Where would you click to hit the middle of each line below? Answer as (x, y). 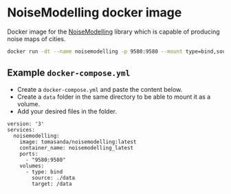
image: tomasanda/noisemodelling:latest (78, 142)
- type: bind (44, 172)
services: (21, 130)
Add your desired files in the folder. (67, 111)
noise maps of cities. (37, 38)
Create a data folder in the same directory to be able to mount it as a (114, 97)
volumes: (32, 166)
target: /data (52, 184)
